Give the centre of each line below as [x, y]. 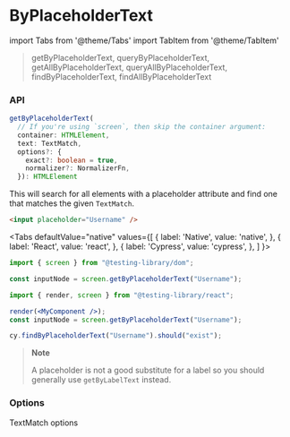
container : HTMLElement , [64, 135]
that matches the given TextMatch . [72, 203]
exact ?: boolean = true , [72, 160]
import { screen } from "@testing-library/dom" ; [102, 263]
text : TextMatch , [50, 143]
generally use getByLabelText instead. [101, 380]
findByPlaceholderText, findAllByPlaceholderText [121, 76]
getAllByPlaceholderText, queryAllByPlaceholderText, [129, 67]
